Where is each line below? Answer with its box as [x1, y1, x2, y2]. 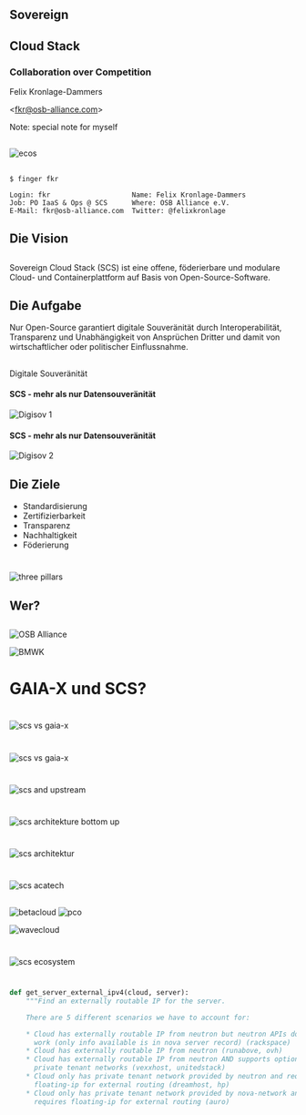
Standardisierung [22, 501, 88, 512]
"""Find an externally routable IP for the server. [25, 997, 226, 1006]
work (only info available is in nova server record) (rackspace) [33, 1038, 291, 1047]
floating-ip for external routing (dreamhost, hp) [33, 1079, 230, 1089]
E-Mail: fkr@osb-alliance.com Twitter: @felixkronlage [9, 206, 226, 215]
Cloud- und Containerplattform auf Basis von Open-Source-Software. [9, 271, 270, 282]
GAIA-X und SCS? [9, 679, 148, 700]
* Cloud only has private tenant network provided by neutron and [25, 1072, 283, 1081]
